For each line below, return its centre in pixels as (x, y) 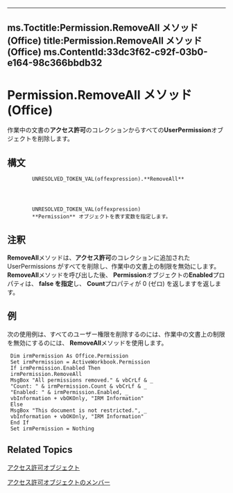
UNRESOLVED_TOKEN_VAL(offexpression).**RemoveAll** (109, 179)
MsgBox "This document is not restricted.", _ (79, 410)
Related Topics (40, 450)
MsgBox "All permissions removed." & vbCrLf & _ (82, 380)
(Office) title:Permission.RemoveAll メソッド (105, 41)
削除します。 (55, 138)
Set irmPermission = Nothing (52, 429)
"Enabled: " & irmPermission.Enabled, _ (69, 392)
